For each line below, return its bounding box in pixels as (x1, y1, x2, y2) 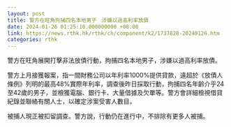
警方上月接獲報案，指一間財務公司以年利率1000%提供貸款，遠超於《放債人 (7, 71, 223, 80)
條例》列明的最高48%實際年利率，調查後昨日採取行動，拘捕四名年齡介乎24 (7, 80, 225, 88)
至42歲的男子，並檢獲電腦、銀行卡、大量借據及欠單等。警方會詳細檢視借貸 (7, 89, 223, 97)
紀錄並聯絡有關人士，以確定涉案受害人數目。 (7, 97, 136, 105)
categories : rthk (7, 36, 58, 43)
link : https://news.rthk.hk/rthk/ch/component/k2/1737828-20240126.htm (7, 29, 220, 37)
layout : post (7, 10, 45, 17)
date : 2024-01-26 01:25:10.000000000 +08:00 (7, 23, 139, 30)
